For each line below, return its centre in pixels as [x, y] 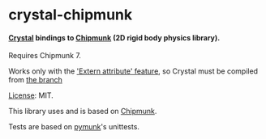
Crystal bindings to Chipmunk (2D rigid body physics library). [114, 37]
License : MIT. [31, 95]
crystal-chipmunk [70, 15]
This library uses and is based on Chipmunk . [83, 112]
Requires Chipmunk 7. [45, 56]
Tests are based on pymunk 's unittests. [74, 127]
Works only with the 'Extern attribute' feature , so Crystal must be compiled [133, 71]
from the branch [36, 80]
